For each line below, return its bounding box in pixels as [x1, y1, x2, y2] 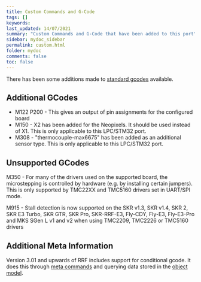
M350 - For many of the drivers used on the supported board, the [6, 174, 168, 181]
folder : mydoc [6, 48, 42, 54]
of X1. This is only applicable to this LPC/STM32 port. [14, 128, 147, 135]
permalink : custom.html [6, 43, 66, 48]
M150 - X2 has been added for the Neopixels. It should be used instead [14, 121, 191, 129]
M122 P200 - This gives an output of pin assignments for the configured [14, 108, 193, 116]
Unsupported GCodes [6, 157, 90, 168]
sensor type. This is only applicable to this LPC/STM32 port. [14, 140, 163, 147]
